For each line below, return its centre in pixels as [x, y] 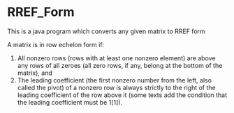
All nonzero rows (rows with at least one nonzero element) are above [116, 58]
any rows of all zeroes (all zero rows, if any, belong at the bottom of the [120, 65]
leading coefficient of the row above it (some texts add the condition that [122, 95]
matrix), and [35, 73]
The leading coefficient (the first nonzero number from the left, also [114, 80]
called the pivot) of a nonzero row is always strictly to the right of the [116, 87]
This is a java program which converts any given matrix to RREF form [107, 31]
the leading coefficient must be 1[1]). [70, 102]
